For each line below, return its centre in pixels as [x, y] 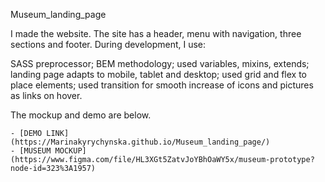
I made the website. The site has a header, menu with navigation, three [156, 33]
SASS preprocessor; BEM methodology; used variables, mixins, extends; [160, 63]
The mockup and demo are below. [81, 115]
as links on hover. [46, 95]
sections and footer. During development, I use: [108, 44]
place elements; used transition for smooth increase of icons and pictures [162, 85]
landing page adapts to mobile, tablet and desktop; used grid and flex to [158, 74]
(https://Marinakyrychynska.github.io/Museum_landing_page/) [140, 142]
